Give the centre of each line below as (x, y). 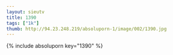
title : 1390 (21, 18)
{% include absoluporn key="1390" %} (55, 46)
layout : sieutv (25, 12)
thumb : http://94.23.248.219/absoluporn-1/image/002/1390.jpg (86, 29)
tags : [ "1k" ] (23, 23)
